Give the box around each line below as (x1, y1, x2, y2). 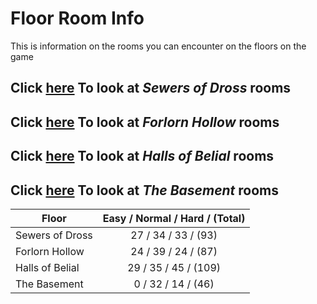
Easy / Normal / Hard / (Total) (102, 211, 246, 225)
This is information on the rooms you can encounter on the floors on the (10, 40, 307, 52)
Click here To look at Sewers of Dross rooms (10, 80, 292, 97)
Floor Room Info (10, 7, 145, 30)
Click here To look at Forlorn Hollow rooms (10, 113, 280, 131)
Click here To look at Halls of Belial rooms (10, 148, 275, 165)
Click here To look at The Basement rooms (10, 182, 280, 199)
